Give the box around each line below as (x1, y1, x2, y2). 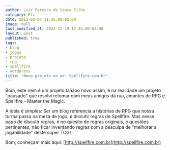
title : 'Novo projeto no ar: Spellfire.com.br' (5, 73, 108, 79)
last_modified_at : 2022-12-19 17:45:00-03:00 (5, 26, 103, 31)
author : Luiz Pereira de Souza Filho (5, 7, 86, 13)
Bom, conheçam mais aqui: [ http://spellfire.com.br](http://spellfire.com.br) (5, 139, 161, 145)
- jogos (5, 50, 22, 55)
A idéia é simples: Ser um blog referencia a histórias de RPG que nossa (5, 107, 154, 114)
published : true (5, 36, 40, 41)
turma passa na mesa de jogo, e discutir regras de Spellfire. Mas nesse (5, 113, 154, 119)
